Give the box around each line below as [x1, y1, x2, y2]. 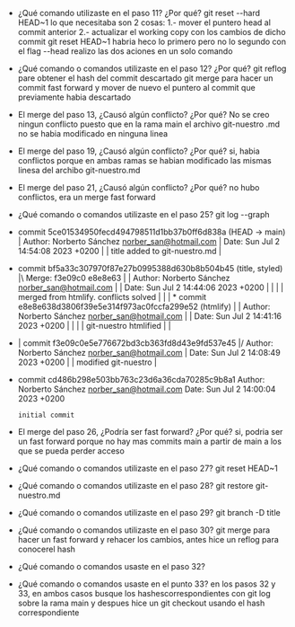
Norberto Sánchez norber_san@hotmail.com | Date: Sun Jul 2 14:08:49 [17, 348, 281, 358]
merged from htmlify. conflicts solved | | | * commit [17, 292, 207, 302]
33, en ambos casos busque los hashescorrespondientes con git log [17, 588, 271, 598]
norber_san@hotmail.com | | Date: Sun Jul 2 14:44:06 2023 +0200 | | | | [17, 282, 284, 293]
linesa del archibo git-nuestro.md [17, 165, 141, 175]
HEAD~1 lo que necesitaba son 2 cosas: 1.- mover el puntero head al [17, 17, 272, 28]
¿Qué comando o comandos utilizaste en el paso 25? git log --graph [17, 209, 271, 219]
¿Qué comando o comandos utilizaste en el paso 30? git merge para [17, 525, 271, 535]
